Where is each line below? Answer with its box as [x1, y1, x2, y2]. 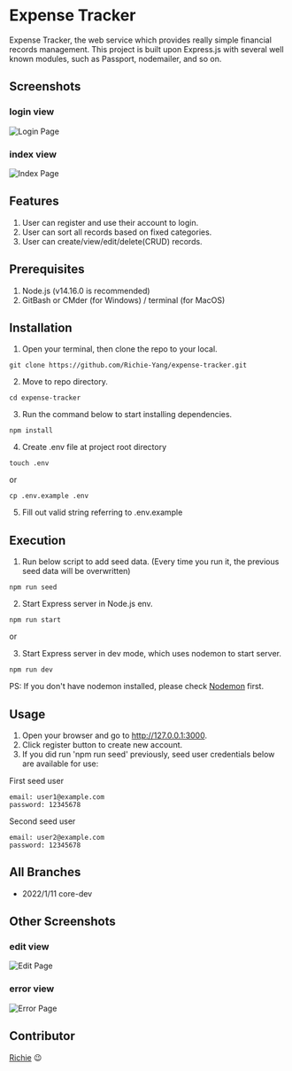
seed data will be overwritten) [21, 566, 131, 577]
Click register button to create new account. [21, 739, 183, 749]
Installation [9, 320, 73, 335]
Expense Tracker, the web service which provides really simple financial [9, 35, 273, 45]
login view [9, 105, 55, 118]
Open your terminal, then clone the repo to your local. [21, 344, 219, 354]
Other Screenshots [9, 914, 117, 929]
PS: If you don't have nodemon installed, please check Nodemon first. [9, 681, 264, 692]
